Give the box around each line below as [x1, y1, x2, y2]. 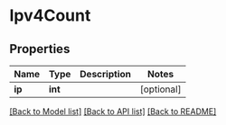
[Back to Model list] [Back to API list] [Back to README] [9, 106, 217, 117]
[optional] [139, 83, 182, 95]
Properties [9, 41, 71, 57]
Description [80, 68, 131, 80]
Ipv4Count [9, 5, 91, 26]
